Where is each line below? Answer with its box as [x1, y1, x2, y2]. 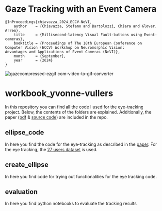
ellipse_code [5, 128, 45, 137]
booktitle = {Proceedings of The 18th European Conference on [14, 40, 142, 46]
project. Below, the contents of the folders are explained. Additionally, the [5, 109, 152, 115]
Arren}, [5, 28, 21, 33]
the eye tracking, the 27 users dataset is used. [5, 146, 98, 152]
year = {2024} [14, 58, 53, 63]
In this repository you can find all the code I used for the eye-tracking [5, 104, 144, 110]
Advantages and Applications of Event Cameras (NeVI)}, [5, 49, 120, 54]
